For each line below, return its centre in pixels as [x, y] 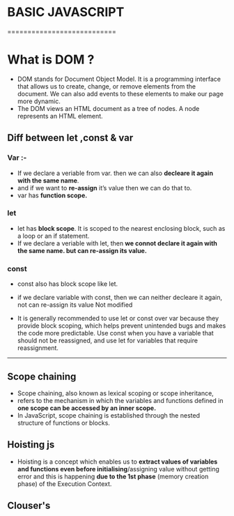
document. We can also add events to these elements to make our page [120, 93]
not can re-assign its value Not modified [75, 305]
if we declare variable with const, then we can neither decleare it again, [120, 298]
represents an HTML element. [60, 116]
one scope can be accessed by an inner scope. [87, 408]
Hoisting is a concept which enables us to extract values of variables [117, 462]
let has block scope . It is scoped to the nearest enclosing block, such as [121, 228]
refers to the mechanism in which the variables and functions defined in [120, 400]
